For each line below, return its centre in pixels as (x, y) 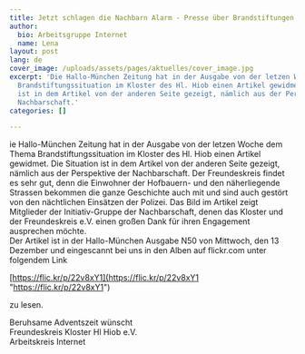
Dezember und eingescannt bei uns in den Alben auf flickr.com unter (138, 251)
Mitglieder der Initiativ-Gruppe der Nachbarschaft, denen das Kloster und (147, 212)
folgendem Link (39, 261)
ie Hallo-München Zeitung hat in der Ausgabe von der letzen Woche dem (146, 144)
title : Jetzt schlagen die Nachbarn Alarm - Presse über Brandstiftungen (152, 18)
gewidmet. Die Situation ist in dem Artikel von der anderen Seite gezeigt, (145, 163)
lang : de (26, 60)
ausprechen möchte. (48, 231)
